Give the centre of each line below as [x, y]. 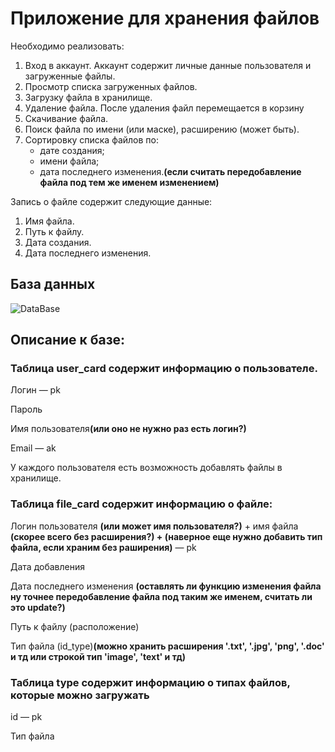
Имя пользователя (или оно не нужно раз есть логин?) [128, 429]
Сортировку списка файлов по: [92, 139]
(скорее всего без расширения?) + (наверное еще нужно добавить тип [166, 536]
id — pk [26, 717]
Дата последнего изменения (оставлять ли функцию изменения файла [166, 586]
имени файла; [69, 161]
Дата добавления [47, 566]
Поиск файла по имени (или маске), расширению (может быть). [162, 129]
